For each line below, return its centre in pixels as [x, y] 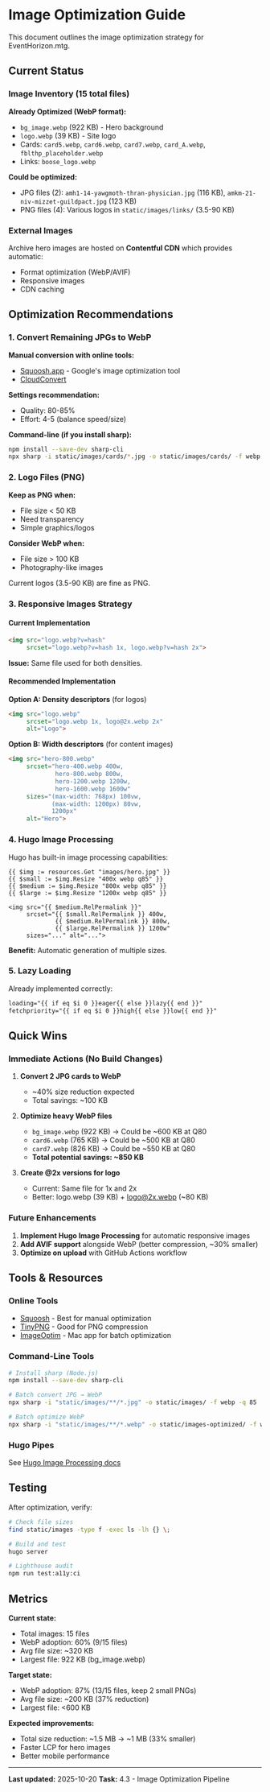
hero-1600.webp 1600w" [93, 789]
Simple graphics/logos [57, 527]
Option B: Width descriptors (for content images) [91, 744]
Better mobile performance [65, 1756]
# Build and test [37, 1544]
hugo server [28, 1551]
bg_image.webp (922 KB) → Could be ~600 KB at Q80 [119, 1132]
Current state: [32, 1618]
